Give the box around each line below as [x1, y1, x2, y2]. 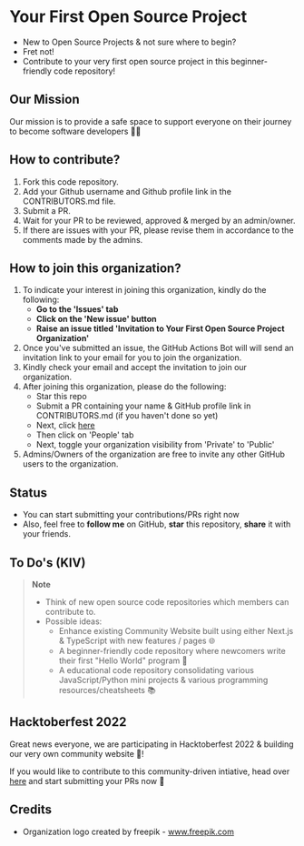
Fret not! [22, 45, 54, 56]
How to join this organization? [9, 260, 181, 276]
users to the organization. [22, 458, 119, 469]
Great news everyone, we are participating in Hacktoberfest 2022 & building [9, 739, 294, 750]
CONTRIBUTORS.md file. [22, 196, 116, 206]
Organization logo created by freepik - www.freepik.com [22, 826, 234, 837]
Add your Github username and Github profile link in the [22, 186, 231, 196]
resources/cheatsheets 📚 [58, 685, 156, 695]
